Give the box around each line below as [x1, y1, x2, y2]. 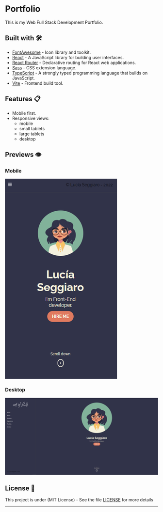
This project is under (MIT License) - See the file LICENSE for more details [5, 497, 154, 503]
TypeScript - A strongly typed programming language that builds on [12, 70, 148, 76]
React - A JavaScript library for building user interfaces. [12, 54, 124, 60]
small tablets [19, 125, 45, 131]
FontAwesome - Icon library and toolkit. [12, 49, 91, 55]
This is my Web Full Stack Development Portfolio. [5, 19, 103, 25]
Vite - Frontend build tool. [12, 80, 64, 86]
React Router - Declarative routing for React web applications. [12, 60, 136, 65]
